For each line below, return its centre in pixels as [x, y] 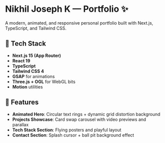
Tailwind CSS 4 [28, 71]
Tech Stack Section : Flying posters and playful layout [67, 130]
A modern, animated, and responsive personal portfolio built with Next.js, [79, 23]
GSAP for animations [33, 76]
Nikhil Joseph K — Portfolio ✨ [67, 9]
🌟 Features [22, 102]
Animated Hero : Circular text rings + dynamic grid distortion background [86, 114]
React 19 [21, 60]
